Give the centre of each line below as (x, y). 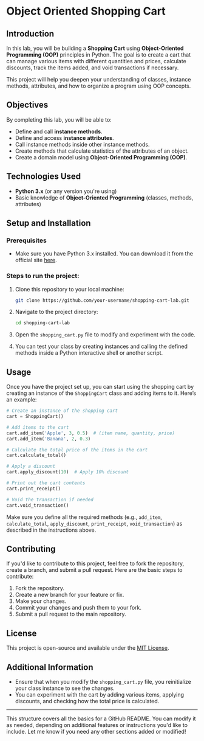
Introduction (30, 34)
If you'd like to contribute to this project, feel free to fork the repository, (95, 563)
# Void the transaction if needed (50, 499)
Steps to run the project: (43, 276)
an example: (22, 400)
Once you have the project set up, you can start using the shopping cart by (100, 387)
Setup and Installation (49, 223)
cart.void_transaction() (38, 505)
